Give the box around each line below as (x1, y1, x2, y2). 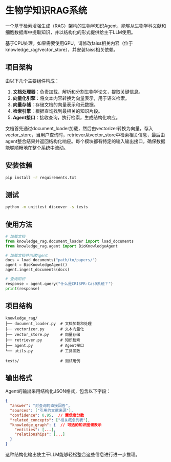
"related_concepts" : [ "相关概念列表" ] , (10, 417, 91, 422)
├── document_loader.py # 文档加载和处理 (5, 321, 92, 326)
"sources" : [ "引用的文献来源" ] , (10, 408, 74, 413)
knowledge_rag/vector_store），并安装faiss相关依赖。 (5, 46, 118, 52)
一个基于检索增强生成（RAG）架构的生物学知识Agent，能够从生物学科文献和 (5, 23, 166, 29)
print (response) (5, 286, 40, 291)
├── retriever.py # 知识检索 (5, 337, 80, 343)
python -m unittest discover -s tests (5, 204, 88, 210)
